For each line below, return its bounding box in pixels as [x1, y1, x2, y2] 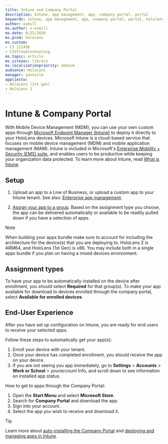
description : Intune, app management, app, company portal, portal [5, 12, 149, 17]
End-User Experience [5, 308, 73, 317]
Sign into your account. [12, 403, 61, 409]
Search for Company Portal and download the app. [12, 397, 118, 403]
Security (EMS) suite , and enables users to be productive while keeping [5, 151, 152, 157]
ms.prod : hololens [5, 35, 43, 40]
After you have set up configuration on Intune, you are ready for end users [5, 321, 158, 327]
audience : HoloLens [5, 68, 46, 73]
